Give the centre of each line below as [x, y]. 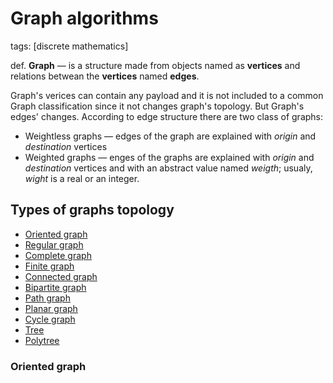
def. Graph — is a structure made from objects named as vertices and [155, 65]
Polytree [42, 340]
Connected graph [61, 276]
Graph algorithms [84, 18]
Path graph [47, 298]
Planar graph [51, 308]
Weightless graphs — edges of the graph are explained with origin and [170, 136]
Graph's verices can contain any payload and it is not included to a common [167, 95]
